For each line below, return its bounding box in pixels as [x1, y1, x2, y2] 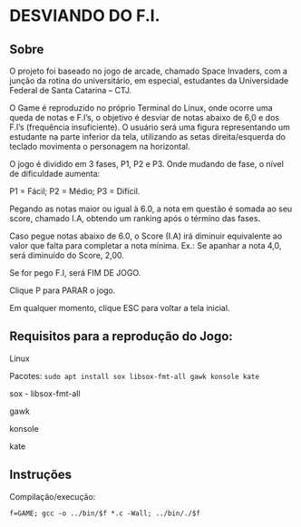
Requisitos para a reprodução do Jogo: [9, 328, 233, 345]
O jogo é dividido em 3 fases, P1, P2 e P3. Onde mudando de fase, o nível [9, 159, 284, 169]
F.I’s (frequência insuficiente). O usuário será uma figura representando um [9, 122, 290, 132]
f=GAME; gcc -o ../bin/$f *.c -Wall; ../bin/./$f [9, 509, 201, 518]
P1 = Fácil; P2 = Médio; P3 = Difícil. [9, 186, 141, 196]
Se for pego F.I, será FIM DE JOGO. [9, 268, 141, 278]
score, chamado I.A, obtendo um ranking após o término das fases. [9, 213, 261, 223]
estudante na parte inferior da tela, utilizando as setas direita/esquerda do [9, 132, 286, 142]
